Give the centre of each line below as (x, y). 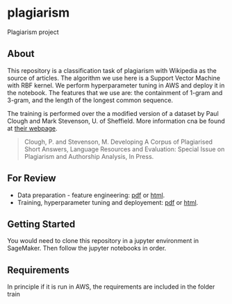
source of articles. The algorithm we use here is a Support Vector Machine (114, 78)
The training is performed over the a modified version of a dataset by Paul (113, 113)
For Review (32, 178)
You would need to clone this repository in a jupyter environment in (103, 241)
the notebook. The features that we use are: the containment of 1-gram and (115, 92)
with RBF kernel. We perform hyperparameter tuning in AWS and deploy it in (116, 85)
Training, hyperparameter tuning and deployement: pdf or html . (108, 202)
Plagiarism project (33, 32)
